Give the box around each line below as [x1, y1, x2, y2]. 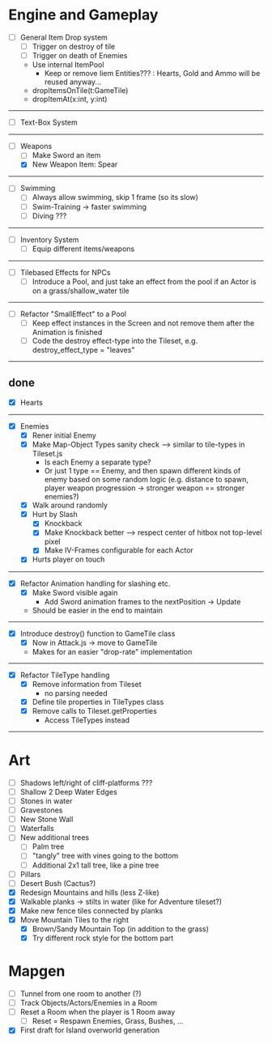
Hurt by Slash [32, 510, 79, 519]
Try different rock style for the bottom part [32, 933, 174, 943]
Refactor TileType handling [19, 670, 110, 680]
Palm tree [32, 842, 65, 851]
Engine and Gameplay [8, 6, 159, 24]
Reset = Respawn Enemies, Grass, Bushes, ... [32, 1016, 184, 1026]
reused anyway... [44, 77, 102, 87]
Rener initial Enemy [32, 430, 97, 440]
